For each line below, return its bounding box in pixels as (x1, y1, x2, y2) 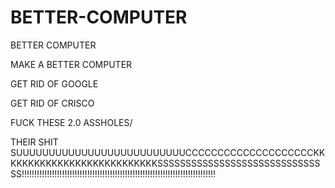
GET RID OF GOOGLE (10, 77, 99, 90)
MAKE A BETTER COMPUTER (10, 58, 133, 70)
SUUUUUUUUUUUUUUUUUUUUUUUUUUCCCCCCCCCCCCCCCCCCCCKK (10, 146, 326, 158)
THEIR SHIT (10, 136, 59, 148)
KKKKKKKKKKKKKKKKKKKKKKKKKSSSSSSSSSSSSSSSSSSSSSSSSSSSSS (10, 157, 321, 169)
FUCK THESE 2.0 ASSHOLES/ (10, 116, 133, 128)
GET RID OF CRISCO (10, 97, 95, 109)
